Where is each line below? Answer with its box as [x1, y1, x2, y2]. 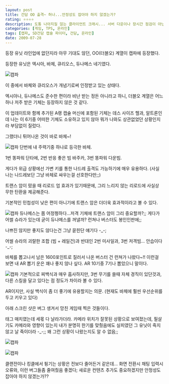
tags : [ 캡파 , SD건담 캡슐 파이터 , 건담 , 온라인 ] [5, 31, 95, 36]
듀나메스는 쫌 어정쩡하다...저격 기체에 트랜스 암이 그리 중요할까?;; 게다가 [19, 210, 160, 216]
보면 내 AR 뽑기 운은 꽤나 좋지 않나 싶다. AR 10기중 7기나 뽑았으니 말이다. [5, 260, 148, 266]
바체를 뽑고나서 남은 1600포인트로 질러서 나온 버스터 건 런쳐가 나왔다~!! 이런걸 [5, 254, 159, 260]
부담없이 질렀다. [10, 122, 42, 129]
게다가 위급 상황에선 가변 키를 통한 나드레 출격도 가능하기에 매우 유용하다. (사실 [5, 165, 160, 172]
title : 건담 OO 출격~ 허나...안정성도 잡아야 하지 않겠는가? [5, 12, 116, 17]
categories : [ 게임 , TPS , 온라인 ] [5, 26, 70, 31]
